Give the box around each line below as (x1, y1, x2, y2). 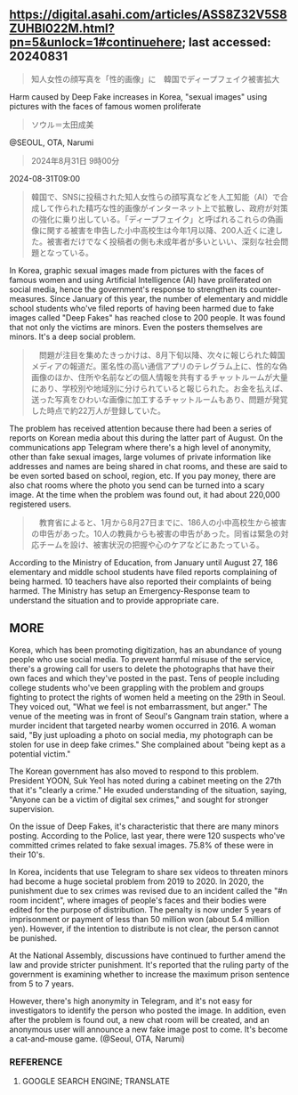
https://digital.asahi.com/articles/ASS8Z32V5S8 (9, 7, 287, 22)
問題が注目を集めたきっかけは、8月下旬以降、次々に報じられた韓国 (38, 349, 286, 360)
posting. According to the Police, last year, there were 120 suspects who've (9, 830, 286, 840)
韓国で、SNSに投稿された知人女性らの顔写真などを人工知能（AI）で (30, 191, 281, 202)
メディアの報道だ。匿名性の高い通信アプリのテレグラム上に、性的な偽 (30, 361, 287, 371)
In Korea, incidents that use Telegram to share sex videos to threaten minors (9, 866, 289, 877)
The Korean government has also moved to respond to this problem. (9, 766, 260, 776)
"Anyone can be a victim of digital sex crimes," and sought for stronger (9, 794, 269, 805)
